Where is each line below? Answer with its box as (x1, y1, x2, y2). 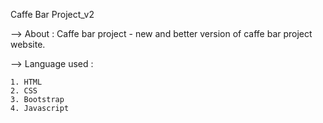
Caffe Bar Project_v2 (10, 9, 95, 20)
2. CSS (10, 86, 38, 96)
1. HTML (10, 77, 43, 87)
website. (10, 39, 46, 50)
